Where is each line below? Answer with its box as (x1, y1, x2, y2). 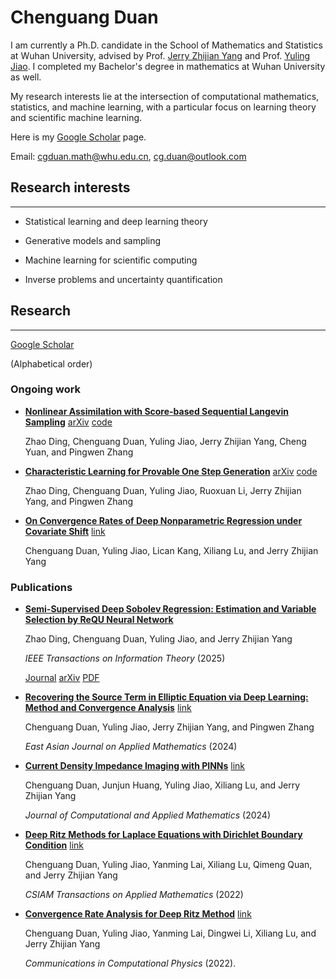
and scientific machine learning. (10, 111, 143, 123)
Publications (10, 580, 73, 594)
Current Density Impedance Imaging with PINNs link (24, 760, 246, 772)
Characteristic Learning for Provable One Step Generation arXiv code (24, 465, 318, 477)
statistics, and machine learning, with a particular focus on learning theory (10, 101, 317, 113)
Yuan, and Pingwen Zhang (24, 446, 134, 458)
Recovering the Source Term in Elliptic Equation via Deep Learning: (24, 691, 309, 703)
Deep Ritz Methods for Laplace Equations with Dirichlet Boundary (24, 829, 303, 841)
